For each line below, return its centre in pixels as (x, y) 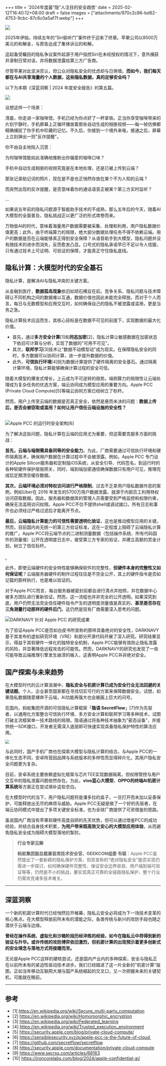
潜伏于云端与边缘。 (25, 925)
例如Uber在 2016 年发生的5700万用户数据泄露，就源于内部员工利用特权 (86, 492)
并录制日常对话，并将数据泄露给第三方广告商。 (53, 60)
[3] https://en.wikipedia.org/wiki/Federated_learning (65, 1021)
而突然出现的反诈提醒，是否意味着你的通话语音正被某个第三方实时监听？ (79, 189)
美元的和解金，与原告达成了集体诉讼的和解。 (51, 44)
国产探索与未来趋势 (34, 672)
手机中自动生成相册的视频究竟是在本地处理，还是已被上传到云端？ (72, 168)
